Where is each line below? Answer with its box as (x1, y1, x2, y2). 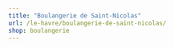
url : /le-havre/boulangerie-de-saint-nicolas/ (8, 19, 167, 27)
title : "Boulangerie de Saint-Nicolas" (8, 11, 142, 20)
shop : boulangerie (8, 26, 70, 34)
